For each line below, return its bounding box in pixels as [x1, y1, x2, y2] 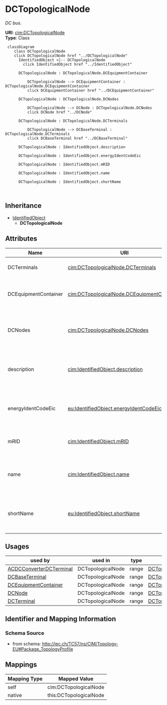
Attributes [5, 235, 37, 243]
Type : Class [5, 35, 30, 41]
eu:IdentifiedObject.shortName [68, 510, 140, 517]
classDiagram [7, 44, 35, 49]
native [7, 692, 22, 699]
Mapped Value [58, 675, 93, 682]
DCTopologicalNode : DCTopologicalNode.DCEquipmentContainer [18, 71, 148, 76]
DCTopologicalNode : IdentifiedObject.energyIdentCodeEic [18, 153, 141, 158]
